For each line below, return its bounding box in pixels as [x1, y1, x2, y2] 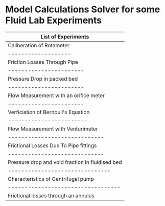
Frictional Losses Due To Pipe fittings [8, 142, 97, 149]
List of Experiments [40, 33, 89, 40]
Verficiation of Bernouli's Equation [8, 108, 90, 116]
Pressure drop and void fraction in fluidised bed [8, 158, 122, 165]
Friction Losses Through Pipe [8, 58, 78, 65]
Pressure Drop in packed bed [8, 75, 78, 82]
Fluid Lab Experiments [5, 14, 102, 26]
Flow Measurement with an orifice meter [8, 91, 105, 99]
